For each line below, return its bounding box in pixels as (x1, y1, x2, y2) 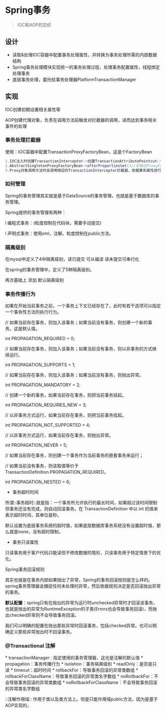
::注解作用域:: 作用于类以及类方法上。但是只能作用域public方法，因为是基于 (5, 696, 158, 702)
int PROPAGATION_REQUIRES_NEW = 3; (5, 402, 87, 408)
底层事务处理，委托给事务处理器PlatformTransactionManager (12, 76, 137, 82)
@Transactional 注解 (5, 642, 56, 649)
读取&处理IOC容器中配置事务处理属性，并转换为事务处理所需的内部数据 (12, 51, 157, 57)
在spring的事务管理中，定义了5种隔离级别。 (5, 267, 94, 272)
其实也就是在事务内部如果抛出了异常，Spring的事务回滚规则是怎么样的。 (5, 577, 153, 583)
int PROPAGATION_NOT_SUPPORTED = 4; (5, 422, 90, 428)
